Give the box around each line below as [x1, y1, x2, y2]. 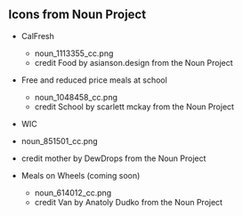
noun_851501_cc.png [20, 135, 99, 146]
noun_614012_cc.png [34, 187, 112, 198]
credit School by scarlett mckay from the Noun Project [34, 101, 235, 112]
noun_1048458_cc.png [34, 92, 117, 102]
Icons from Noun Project [8, 7, 147, 22]
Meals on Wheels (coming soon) [20, 170, 141, 180]
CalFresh [20, 30, 54, 41]
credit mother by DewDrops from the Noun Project [20, 153, 207, 164]
